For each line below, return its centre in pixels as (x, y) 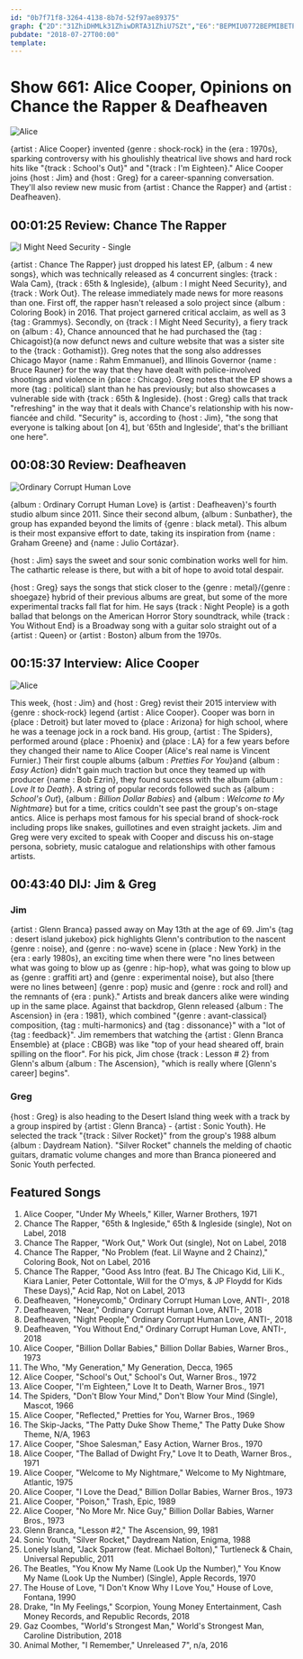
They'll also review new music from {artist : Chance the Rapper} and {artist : (151, 188)
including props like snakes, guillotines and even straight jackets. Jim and (146, 827)
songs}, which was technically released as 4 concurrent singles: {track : (144, 274)
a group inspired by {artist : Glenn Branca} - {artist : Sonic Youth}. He (138, 1126)
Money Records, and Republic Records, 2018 (106, 1617)
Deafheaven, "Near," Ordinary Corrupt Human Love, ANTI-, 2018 (143, 1310)
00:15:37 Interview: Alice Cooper (105, 664)
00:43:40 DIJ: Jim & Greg (83, 884)
